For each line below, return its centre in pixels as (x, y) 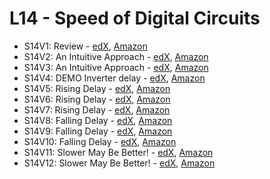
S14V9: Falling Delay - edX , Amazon (98, 131)
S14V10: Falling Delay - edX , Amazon (100, 141)
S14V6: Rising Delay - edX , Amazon (97, 99)
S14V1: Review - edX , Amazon (85, 46)
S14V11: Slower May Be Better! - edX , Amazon (118, 152)
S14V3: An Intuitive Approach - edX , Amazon (116, 67)
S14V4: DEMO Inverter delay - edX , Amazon (114, 78)
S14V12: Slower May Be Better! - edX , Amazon (119, 163)
